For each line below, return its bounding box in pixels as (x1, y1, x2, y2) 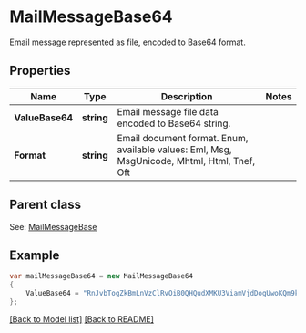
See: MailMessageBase (9, 221, 97, 232)
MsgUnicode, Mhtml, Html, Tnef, (117, 154, 256, 167)
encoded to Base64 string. (117, 117, 231, 130)
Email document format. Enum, (117, 131, 249, 144)
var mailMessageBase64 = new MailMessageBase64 (9, 272, 194, 281)
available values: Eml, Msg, (117, 143, 232, 156)
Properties (9, 63, 71, 78)
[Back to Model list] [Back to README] (9, 313, 155, 325)
